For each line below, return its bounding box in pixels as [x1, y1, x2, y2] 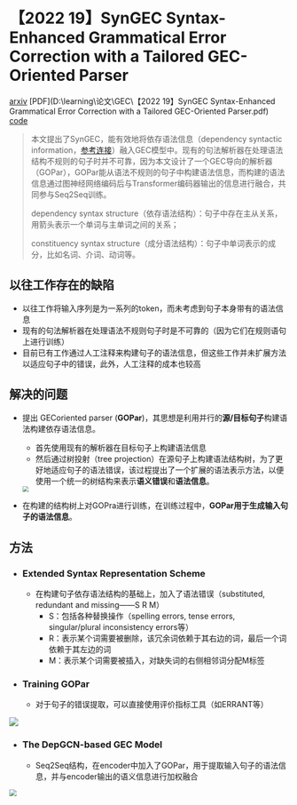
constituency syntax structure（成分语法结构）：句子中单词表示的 [30, 237, 269, 249]
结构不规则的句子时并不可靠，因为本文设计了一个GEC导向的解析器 [30, 155, 273, 166]
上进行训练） [21, 336, 69, 347]
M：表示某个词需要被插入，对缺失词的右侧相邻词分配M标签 [48, 655, 265, 666]
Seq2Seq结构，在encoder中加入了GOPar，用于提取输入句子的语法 [35, 760, 279, 770]
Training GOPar [21, 677, 90, 689]
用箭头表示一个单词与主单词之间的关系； [30, 219, 179, 229]
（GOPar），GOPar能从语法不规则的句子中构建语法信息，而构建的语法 [30, 166, 285, 178]
